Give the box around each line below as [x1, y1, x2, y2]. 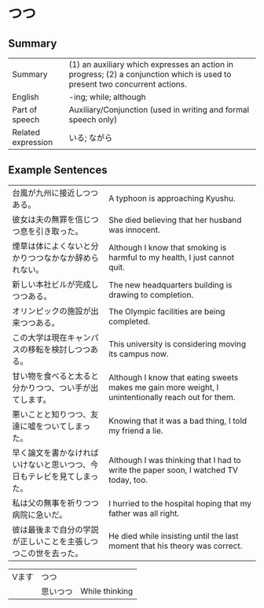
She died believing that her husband [108, 214, 242, 225]
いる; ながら [68, 132, 113, 143]
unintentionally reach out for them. [108, 391, 236, 402]
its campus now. [108, 348, 169, 359]
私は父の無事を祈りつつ [12, 497, 100, 508]
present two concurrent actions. [68, 79, 187, 89]
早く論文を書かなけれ [12, 447, 92, 458]
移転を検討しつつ [27, 343, 91, 354]
